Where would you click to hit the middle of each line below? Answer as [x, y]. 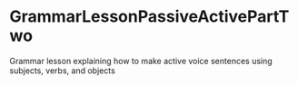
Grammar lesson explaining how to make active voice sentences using [141, 61]
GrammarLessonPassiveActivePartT [149, 17]
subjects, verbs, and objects [62, 71]
